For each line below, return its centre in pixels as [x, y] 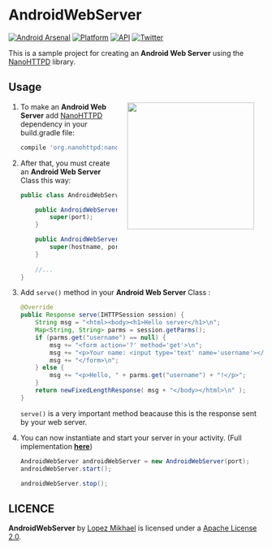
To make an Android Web [63, 106]
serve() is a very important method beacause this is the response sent [138, 413]
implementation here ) [56, 446]
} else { [50, 368]
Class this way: [45, 180]
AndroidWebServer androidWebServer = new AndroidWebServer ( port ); [135, 461]
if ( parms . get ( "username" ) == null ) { [101, 337]
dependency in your [54, 124]
